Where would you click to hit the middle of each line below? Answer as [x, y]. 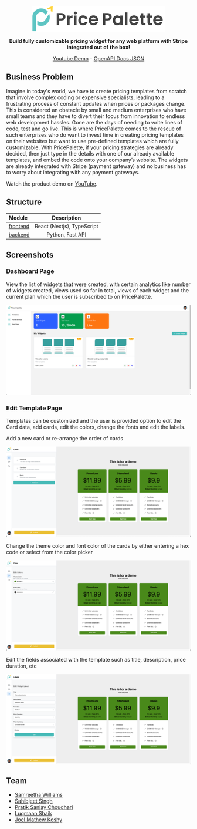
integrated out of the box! [98, 47]
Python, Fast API [67, 234]
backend [19, 234]
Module [18, 218]
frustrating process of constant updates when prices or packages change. [96, 103]
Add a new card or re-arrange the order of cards [65, 439]
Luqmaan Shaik [33, 814]
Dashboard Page [30, 271]
